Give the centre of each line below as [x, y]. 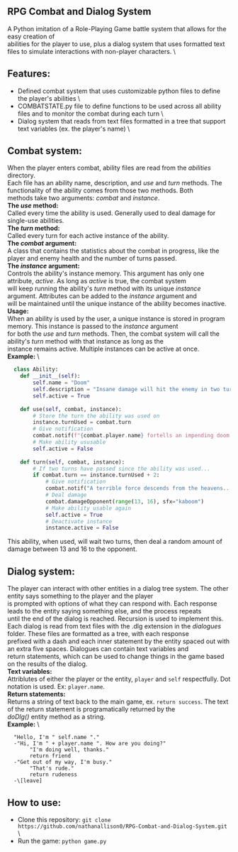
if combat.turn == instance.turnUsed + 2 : [96, 475]
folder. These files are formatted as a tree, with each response [98, 634]
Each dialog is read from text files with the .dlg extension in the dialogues [114, 626]
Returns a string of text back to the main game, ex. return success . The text [118, 701]
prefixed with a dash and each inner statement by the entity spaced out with [119, 641]
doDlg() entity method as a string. [57, 717]
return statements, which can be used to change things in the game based [116, 657]
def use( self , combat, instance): [71, 409]
